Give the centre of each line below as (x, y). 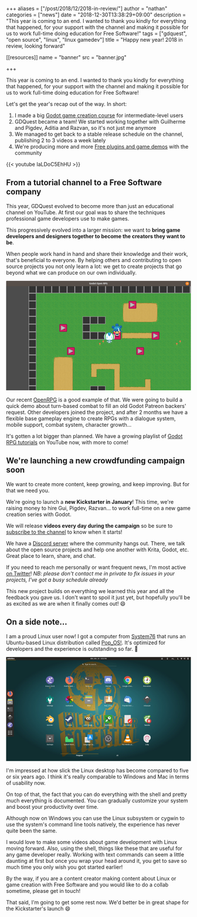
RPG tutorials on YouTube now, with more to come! (67, 442)
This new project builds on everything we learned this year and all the (90, 591)
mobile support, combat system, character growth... (69, 425)
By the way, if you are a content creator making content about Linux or (91, 879)
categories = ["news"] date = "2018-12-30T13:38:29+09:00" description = (96, 15)
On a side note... (37, 622)
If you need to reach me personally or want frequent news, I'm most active (96, 567)
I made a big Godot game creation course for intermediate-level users (99, 115)
